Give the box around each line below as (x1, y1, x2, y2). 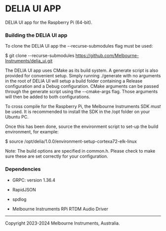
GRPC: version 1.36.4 (12, 177, 56, 183)
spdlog (12, 196, 27, 202)
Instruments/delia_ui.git (5, 58, 53, 64)
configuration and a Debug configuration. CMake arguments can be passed (5, 83, 159, 89)
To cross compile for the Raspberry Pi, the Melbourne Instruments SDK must (5, 104, 161, 110)
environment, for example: (5, 129, 59, 135)
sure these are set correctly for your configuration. (5, 153, 109, 159)
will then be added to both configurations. (5, 94, 90, 100)
